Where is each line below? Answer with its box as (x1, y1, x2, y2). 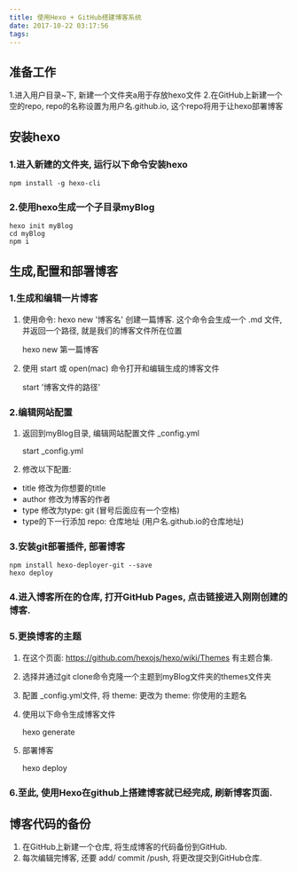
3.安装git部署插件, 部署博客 (9, 540, 126, 553)
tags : (9, 29, 29, 38)
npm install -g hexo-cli (9, 178, 101, 187)
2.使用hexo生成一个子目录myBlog (9, 200, 155, 213)
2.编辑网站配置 (9, 405, 73, 418)
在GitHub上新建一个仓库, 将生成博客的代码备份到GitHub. (21, 842, 228, 852)
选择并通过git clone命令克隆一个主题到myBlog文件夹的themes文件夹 (21, 671, 272, 681)
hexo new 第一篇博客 (21, 343, 99, 355)
